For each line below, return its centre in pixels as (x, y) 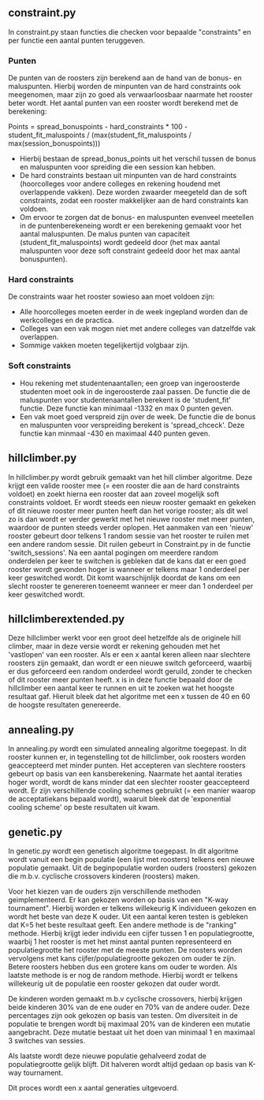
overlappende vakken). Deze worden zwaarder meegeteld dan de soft (133, 192)
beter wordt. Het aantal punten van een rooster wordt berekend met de (123, 103)
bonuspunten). (43, 259)
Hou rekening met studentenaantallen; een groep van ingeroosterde (130, 383)
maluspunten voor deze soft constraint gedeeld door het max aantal (130, 251)
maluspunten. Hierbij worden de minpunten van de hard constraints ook (125, 87)
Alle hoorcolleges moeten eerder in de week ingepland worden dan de (134, 312)
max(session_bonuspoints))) (54, 143)
